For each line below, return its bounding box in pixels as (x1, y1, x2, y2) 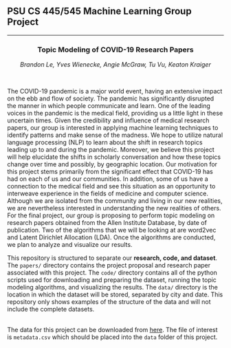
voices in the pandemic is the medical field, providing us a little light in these (7, 109, 223, 118)
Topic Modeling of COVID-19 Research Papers (37, 45, 194, 54)
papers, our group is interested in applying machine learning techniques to (7, 124, 219, 132)
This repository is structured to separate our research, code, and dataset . (7, 254, 218, 262)
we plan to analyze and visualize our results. (7, 241, 133, 249)
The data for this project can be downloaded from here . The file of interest (7, 326, 218, 334)
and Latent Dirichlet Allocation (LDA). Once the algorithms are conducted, (7, 233, 216, 241)
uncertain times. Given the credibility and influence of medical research (7, 116, 210, 124)
